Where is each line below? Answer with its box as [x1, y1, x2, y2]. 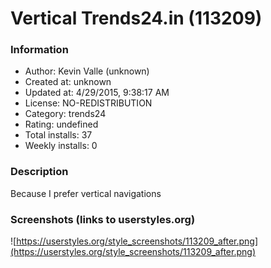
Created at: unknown [24, 76, 112, 88]
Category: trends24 [24, 108, 107, 120]
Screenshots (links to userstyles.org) [10, 212, 196, 226]
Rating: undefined [24, 118, 99, 131]
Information [10, 43, 69, 57]
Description [10, 165, 69, 179]
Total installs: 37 [24, 129, 93, 141]
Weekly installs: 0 [24, 140, 98, 152]
